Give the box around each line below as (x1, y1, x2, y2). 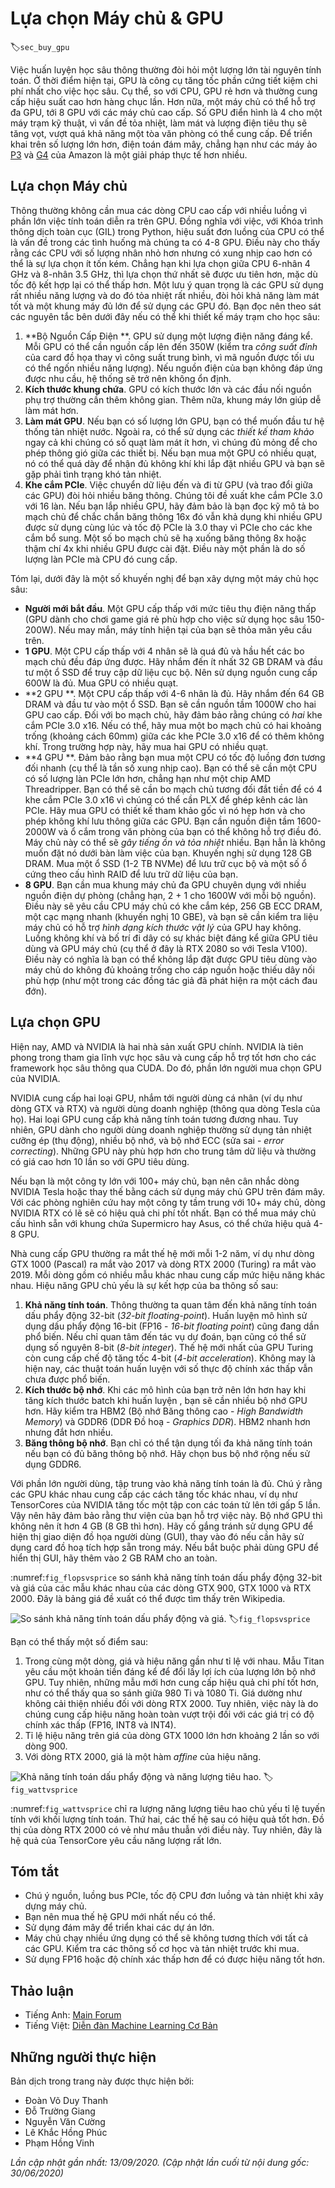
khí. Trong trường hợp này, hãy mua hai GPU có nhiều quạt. (24, 740, 269, 752)
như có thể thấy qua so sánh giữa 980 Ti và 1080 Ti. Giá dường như (24, 1687, 303, 1699)
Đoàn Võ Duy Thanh (24, 2095, 108, 2106)
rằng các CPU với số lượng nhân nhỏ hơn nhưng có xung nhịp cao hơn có (10, 247, 313, 259)
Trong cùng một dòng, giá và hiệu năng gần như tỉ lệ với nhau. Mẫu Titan (24, 1655, 325, 1667)
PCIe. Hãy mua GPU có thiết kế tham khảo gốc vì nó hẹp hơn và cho (24, 804, 306, 816)
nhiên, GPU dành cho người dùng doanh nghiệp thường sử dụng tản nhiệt (10, 1123, 312, 1136)
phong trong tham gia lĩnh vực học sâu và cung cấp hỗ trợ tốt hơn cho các (10, 1051, 317, 1063)
